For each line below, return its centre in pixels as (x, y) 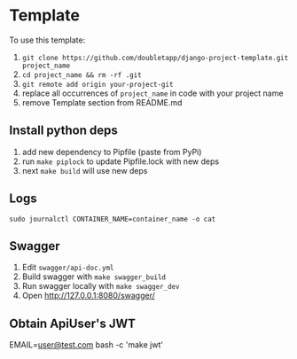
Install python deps (63, 131)
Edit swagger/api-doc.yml (68, 268)
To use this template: (47, 40)
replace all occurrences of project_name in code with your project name (152, 93)
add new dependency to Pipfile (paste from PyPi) (112, 152)
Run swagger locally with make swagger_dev (101, 286)
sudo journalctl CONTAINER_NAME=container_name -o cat (113, 219)
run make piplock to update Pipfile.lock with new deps (121, 161)
